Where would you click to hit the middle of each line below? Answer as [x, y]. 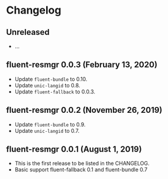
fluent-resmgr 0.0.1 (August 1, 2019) [74, 149]
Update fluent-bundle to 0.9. [50, 124]
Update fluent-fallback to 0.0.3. [55, 92]
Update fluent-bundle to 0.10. [51, 79]
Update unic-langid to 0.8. [47, 85]
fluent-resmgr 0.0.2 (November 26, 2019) [84, 110]
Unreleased [28, 32]
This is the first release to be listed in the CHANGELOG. [82, 164]
